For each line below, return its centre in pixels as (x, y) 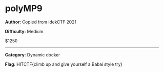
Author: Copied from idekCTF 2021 (41, 22)
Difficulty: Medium (24, 31)
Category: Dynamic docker (32, 54)
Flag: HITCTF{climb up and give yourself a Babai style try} (64, 64)
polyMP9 (24, 9)
